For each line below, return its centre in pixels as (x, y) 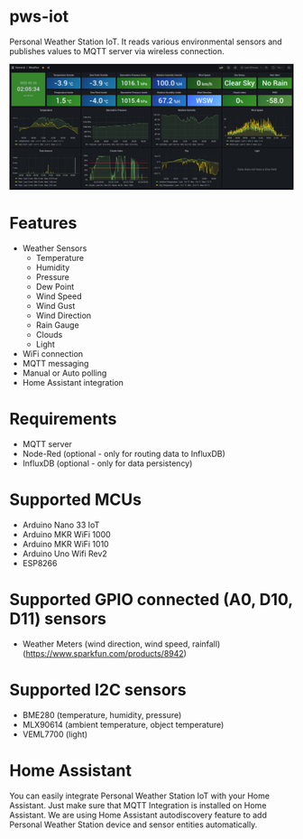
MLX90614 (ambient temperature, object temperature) (123, 724)
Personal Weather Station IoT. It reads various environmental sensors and (146, 42)
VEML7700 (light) (55, 734)
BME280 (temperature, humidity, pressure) (102, 714)
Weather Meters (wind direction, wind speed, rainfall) (121, 644)
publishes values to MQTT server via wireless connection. (117, 51)
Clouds (49, 334)
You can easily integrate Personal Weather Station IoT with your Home (140, 796)
